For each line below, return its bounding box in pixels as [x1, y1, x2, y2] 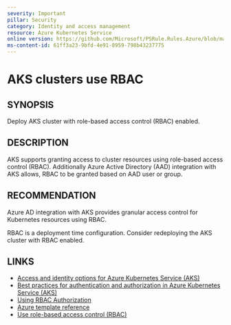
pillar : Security [7, 16, 57, 23]
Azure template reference [16, 303, 90, 311]
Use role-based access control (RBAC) [16, 311, 127, 319]
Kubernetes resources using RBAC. [7, 215, 107, 223]
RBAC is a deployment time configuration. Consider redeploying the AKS [7, 228, 212, 237]
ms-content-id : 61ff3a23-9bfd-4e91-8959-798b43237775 [7, 42, 165, 49]
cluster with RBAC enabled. [7, 236, 85, 244]
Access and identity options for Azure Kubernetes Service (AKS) [16, 274, 201, 282]
